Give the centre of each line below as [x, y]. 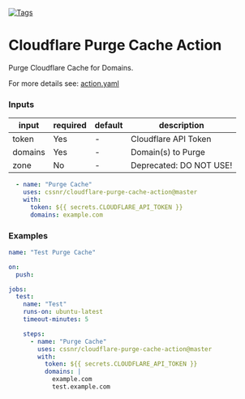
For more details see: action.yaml [64, 83]
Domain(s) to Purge [168, 152]
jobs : [17, 289]
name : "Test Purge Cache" [52, 252]
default [109, 126]
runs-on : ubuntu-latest [63, 312]
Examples [28, 235]
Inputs [21, 104]
